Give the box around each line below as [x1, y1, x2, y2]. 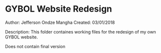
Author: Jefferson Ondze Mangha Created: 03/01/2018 [5, 19, 115, 25]
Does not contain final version [5, 43, 66, 49]
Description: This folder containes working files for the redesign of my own [5, 29, 156, 35]
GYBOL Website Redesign [5, 3, 113, 15]
